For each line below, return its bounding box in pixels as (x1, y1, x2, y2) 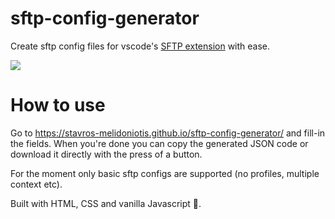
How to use (10, 94, 106, 117)
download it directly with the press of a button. (10, 148, 203, 160)
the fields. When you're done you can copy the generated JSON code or (10, 137, 309, 149)
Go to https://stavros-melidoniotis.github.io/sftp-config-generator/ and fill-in (10, 127, 326, 139)
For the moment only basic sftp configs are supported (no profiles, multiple (10, 167, 320, 179)
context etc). (10, 178, 63, 190)
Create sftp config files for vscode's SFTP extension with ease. (10, 40, 271, 52)
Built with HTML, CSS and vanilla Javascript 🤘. (10, 197, 202, 209)
